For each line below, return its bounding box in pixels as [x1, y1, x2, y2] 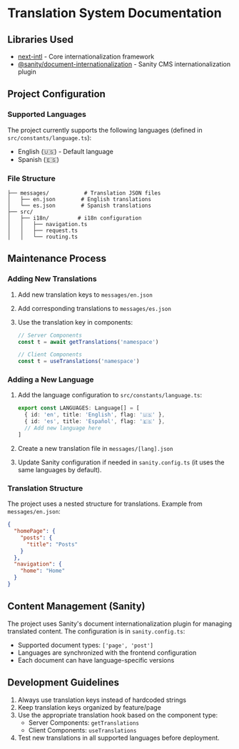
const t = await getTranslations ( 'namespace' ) [17, 338, 159, 345]
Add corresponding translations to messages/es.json [17, 304, 171, 312]
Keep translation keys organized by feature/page [17, 703, 162, 711]
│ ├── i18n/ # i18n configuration [7, 214, 142, 222]
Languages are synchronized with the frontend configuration [17, 648, 197, 657]
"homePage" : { [14, 528, 56, 535]
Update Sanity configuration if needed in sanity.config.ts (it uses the [17, 458, 225, 467]
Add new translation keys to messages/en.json [17, 290, 153, 299]
